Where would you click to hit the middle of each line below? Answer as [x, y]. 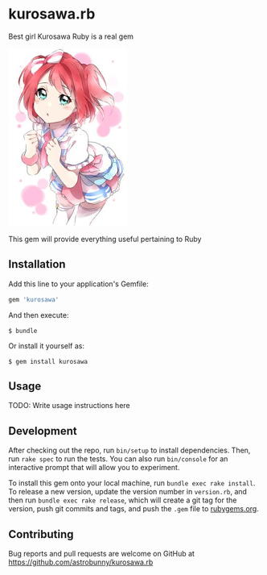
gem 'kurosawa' [34, 299]
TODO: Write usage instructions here [69, 406]
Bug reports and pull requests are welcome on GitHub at [102, 554]
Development [43, 431]
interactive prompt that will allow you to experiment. [94, 468]
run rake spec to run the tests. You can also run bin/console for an [118, 459]
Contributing [41, 534]
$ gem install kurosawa [48, 361]
